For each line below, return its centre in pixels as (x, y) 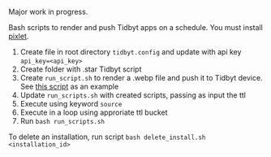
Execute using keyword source (71, 104)
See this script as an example (69, 86)
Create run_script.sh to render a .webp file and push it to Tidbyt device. (141, 78)
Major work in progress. (48, 12)
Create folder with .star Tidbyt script (81, 69)
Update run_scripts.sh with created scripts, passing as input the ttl (133, 95)
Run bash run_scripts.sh (62, 121)
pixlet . (19, 36)
